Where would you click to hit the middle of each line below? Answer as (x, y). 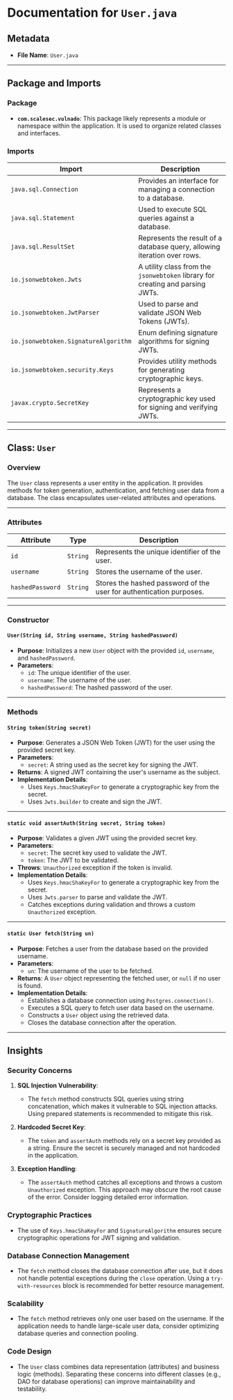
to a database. (162, 198)
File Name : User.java (48, 55)
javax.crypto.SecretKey (50, 403)
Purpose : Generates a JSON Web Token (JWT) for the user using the (116, 743)
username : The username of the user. (79, 680)
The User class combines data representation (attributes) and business (118, 1367)
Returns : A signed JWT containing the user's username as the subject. (119, 772)
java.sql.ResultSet (43, 247)
